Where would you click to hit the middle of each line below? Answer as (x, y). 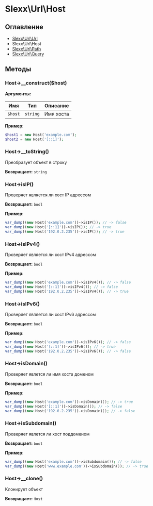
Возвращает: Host (24, 498)
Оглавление (24, 27)
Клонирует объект (24, 489)
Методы (18, 69)
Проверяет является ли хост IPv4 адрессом (51, 254)
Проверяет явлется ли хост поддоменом (47, 434)
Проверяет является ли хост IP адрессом (48, 195)
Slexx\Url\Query (28, 54)
